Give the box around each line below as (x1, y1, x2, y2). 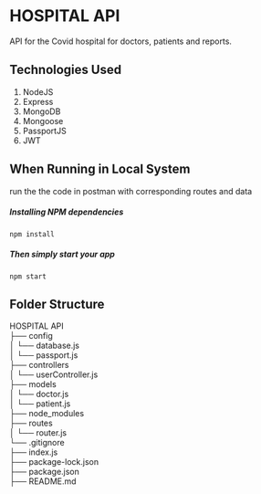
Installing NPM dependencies (9, 206, 124, 217)
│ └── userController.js (9, 369, 99, 380)
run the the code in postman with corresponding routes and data (9, 185, 253, 196)
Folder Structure (9, 296, 105, 311)
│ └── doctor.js (9, 389, 69, 400)
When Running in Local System (9, 162, 191, 177)
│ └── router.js (9, 427, 67, 438)
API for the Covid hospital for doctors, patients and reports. (9, 36, 233, 47)
